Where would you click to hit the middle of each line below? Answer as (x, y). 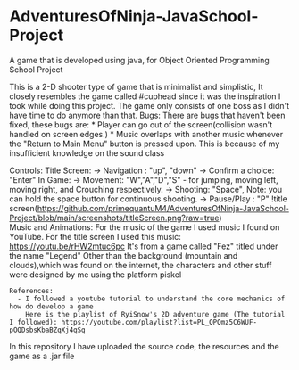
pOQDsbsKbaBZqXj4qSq (48, 330)
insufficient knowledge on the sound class (87, 152)
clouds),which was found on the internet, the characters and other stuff (141, 265)
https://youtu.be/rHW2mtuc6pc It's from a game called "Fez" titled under (144, 246)
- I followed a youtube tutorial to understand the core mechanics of (151, 299)
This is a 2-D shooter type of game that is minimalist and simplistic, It (136, 86)
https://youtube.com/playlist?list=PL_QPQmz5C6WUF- (159, 322)
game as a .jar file (42, 356)
